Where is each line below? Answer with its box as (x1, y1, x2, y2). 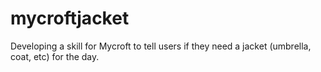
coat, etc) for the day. (10, 50, 100, 62)
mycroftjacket (10, 7, 130, 30)
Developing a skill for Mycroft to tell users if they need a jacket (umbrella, (10, 40, 312, 52)
